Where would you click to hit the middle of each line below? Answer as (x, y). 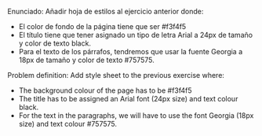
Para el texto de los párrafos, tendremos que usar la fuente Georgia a (131, 51)
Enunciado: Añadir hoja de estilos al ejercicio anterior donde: (106, 11)
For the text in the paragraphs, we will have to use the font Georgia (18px (136, 116)
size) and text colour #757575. (67, 124)
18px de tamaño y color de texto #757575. (86, 60)
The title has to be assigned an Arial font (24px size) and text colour (128, 99)
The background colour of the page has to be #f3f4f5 (106, 90)
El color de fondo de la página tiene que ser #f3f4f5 (102, 26)
